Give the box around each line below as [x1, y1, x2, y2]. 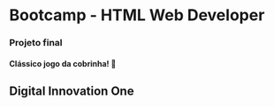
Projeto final [9, 37, 64, 49]
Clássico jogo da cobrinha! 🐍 [9, 58, 117, 68]
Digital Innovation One [9, 84, 134, 99]
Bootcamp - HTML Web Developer [9, 5, 265, 25]
